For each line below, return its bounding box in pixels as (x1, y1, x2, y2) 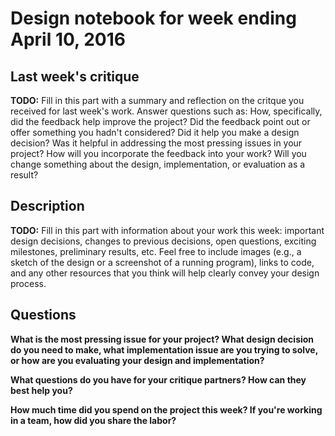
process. (10, 277, 47, 289)
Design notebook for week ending (10, 7, 297, 30)
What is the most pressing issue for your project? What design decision (10, 333, 315, 345)
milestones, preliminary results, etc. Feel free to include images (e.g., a (10, 245, 302, 257)
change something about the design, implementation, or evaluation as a (10, 158, 306, 170)
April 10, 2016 (10, 28, 126, 51)
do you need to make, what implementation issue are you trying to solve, (10, 343, 318, 356)
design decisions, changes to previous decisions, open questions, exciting (10, 235, 317, 247)
